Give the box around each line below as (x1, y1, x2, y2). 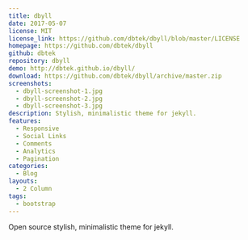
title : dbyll (8, 11, 53, 20)
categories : (8, 162, 48, 171)
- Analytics (15, 147, 57, 155)
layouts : (8, 177, 38, 186)
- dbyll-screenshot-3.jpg (15, 102, 103, 110)
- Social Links (15, 132, 67, 140)
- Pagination (15, 154, 60, 162)
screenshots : (8, 79, 53, 87)
